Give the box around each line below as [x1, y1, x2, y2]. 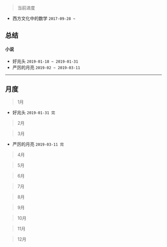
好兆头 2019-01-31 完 [12, 109, 56, 116]
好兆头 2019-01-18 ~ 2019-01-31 [12, 58, 79, 64]
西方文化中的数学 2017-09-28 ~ [12, 15, 76, 21]
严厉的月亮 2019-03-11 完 [12, 141, 64, 147]
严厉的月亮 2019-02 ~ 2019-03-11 [12, 64, 81, 70]
